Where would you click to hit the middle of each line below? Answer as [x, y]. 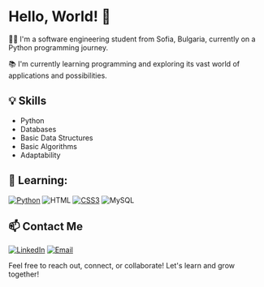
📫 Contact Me [46, 226]
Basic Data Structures [56, 138]
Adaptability [40, 155]
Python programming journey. [58, 47]
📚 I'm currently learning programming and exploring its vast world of [124, 63]
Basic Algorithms [48, 146]
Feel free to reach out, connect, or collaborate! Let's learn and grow [122, 266]
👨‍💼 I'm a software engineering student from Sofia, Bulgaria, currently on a [132, 39]
